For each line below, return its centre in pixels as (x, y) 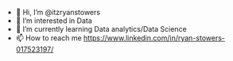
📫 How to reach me (49, 38)
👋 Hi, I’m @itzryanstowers (58, 12)
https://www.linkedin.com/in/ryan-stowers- (154, 38)
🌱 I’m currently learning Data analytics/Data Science (101, 29)
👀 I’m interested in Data (54, 21)
